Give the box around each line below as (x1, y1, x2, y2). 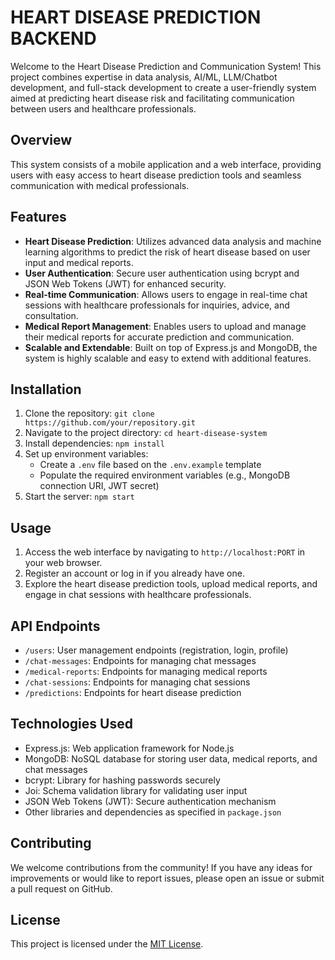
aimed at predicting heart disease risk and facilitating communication (10, 92, 295, 104)
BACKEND (10, 27, 97, 50)
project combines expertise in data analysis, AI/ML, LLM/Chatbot (10, 71, 278, 83)
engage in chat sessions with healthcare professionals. (24, 589, 252, 601)
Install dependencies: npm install (24, 437, 165, 450)
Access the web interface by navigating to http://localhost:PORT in (24, 546, 306, 558)
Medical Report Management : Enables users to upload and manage (24, 320, 307, 332)
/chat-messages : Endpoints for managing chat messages (24, 655, 257, 666)
